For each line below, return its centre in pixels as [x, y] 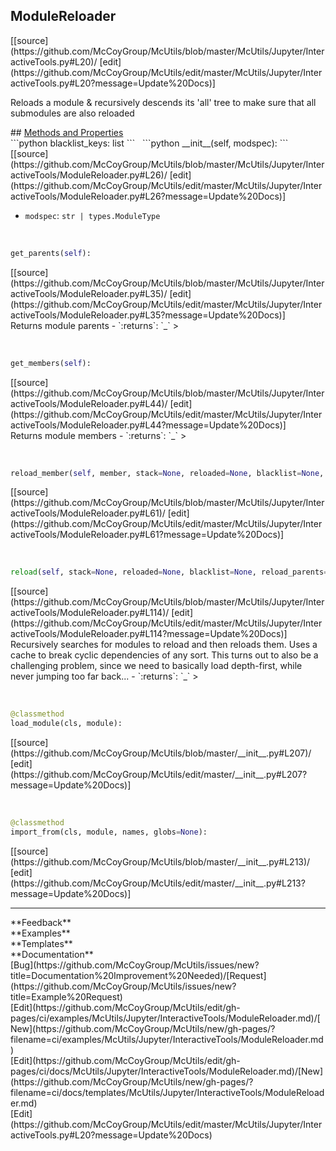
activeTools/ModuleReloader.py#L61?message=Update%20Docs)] [147, 535]
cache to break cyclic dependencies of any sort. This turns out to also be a [164, 655]
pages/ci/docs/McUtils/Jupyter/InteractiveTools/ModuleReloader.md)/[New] [167, 1071]
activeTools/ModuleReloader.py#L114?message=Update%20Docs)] [149, 634]
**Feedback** [41, 922]
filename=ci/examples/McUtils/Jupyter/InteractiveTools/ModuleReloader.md [167, 1039]
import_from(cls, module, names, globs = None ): [109, 832]
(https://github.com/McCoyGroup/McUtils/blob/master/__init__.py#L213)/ [160, 861]
